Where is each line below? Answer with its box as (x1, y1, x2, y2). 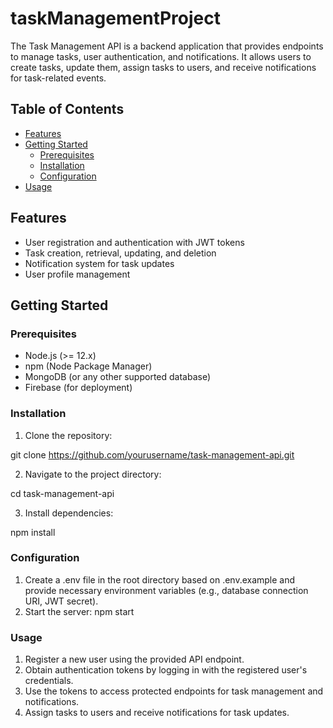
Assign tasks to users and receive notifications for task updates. (24, 707, 290, 719)
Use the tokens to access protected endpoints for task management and (24, 685, 324, 697)
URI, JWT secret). (24, 595, 99, 607)
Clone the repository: (24, 429, 113, 441)
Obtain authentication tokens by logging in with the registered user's (24, 664, 308, 676)
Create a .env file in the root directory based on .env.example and (24, 573, 296, 586)
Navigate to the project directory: (24, 468, 162, 480)
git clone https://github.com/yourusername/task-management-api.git (10, 448, 295, 461)
